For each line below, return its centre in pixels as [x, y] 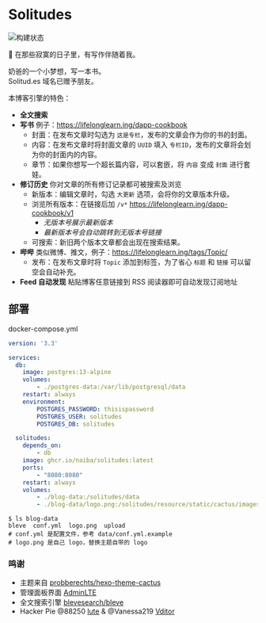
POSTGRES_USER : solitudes [80, 417]
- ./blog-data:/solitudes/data [88, 497]
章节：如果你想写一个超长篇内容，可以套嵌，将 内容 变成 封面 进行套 [141, 164]
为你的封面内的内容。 [66, 154]
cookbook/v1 [52, 212]
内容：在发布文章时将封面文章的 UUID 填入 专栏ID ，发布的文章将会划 [141, 144]
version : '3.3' [33, 343]
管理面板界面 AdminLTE [58, 593]
